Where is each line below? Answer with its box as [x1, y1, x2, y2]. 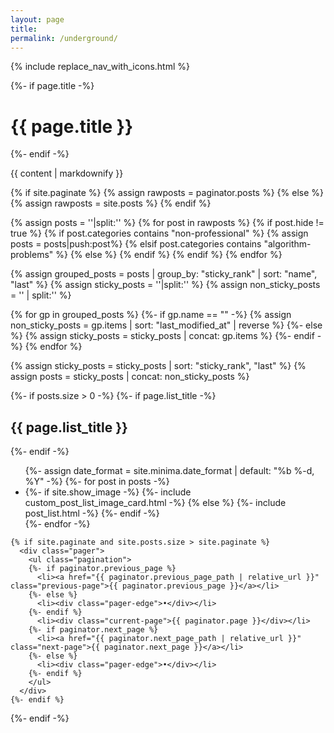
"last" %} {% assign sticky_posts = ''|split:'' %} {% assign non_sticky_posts [10, 279, 321, 291]
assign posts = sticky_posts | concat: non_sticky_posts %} [10, 371, 250, 383]
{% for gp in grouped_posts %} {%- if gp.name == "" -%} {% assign [10, 309, 292, 321]
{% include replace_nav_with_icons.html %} [10, 61, 190, 73]
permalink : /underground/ [10, 33, 118, 43]
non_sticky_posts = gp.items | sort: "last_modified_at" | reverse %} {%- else [10, 319, 323, 331]
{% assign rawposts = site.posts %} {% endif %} [10, 197, 212, 210]
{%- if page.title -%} [10, 80, 95, 92]
